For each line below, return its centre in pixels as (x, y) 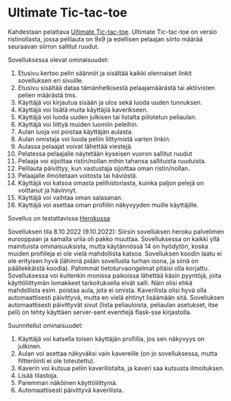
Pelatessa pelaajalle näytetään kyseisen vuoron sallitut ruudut (105, 154)
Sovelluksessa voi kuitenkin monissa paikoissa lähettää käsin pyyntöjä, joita (115, 275)
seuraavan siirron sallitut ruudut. (53, 46)
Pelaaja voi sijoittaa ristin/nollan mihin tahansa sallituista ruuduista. (112, 161)
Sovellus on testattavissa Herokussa (59, 218)
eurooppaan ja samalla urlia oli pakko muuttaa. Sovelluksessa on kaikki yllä (114, 238)
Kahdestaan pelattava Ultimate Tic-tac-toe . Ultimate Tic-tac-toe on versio (112, 32)
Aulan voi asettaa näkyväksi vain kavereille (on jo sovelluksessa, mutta (118, 353)
